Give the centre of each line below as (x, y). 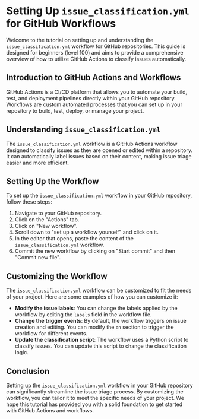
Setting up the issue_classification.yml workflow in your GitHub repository (99, 385)
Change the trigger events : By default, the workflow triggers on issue (100, 321)
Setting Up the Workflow (53, 181)
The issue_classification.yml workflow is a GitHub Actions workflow (92, 144)
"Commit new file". (38, 258)
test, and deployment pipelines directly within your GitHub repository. (91, 98)
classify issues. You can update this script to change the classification (101, 346)
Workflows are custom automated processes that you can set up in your (94, 104)
